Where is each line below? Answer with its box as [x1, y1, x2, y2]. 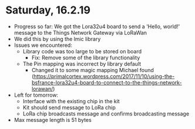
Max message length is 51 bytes [14, 116, 92, 123]
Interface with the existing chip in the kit [22, 97, 120, 104]
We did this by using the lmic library [14, 35, 101, 42]
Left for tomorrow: [14, 91, 59, 99]
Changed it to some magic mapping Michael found [31, 66, 154, 73]
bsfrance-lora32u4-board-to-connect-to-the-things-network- [31, 79, 183, 86]
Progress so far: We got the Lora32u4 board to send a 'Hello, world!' [14, 23, 180, 30]
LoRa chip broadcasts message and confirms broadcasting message [22, 110, 189, 117]
